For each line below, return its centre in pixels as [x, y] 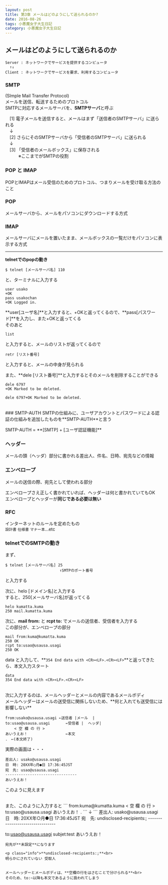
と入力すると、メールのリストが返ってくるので [53, 344]
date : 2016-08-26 [23, 19]
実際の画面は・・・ [25, 749]
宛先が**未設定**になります [30, 845]
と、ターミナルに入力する [31, 280]
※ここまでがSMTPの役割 [43, 156]
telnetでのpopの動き [26, 259]
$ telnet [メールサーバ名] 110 [35, 270]
